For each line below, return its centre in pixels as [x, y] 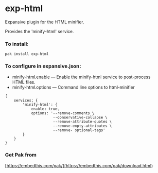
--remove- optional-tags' [79, 130]
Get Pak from [21, 155]
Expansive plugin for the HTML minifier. [44, 22]
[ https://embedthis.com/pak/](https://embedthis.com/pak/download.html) [79, 165]
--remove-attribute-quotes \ [82, 121]
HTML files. [24, 82]
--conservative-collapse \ [80, 117]
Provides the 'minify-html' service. [39, 31]
